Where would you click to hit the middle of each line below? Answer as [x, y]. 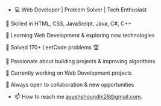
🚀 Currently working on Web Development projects [69, 73]
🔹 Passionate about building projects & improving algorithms [80, 61]
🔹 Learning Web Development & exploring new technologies [80, 35]
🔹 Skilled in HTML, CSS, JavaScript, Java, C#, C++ [69, 23]
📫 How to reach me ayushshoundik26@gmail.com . [78, 97]
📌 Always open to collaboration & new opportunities [70, 85]
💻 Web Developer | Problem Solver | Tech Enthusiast [80, 10]
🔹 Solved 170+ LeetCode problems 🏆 [52, 47]
